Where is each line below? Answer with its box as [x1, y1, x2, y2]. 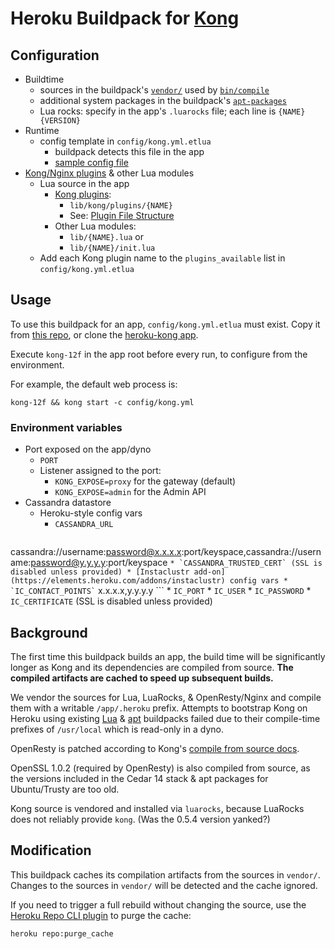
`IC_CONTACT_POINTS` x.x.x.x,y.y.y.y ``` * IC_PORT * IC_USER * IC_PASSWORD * [10, 585, 312, 597]
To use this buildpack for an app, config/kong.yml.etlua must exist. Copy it [10, 318, 321, 330]
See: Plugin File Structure [69, 210, 175, 221]
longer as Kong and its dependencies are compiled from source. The [10, 661, 294, 673]
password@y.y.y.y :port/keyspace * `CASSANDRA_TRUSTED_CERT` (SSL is [30, 557, 323, 569]
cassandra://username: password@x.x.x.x [10, 546, 182, 558]
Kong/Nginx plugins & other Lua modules [24, 167, 195, 179]
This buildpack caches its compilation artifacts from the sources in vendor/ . [10, 868, 321, 881]
